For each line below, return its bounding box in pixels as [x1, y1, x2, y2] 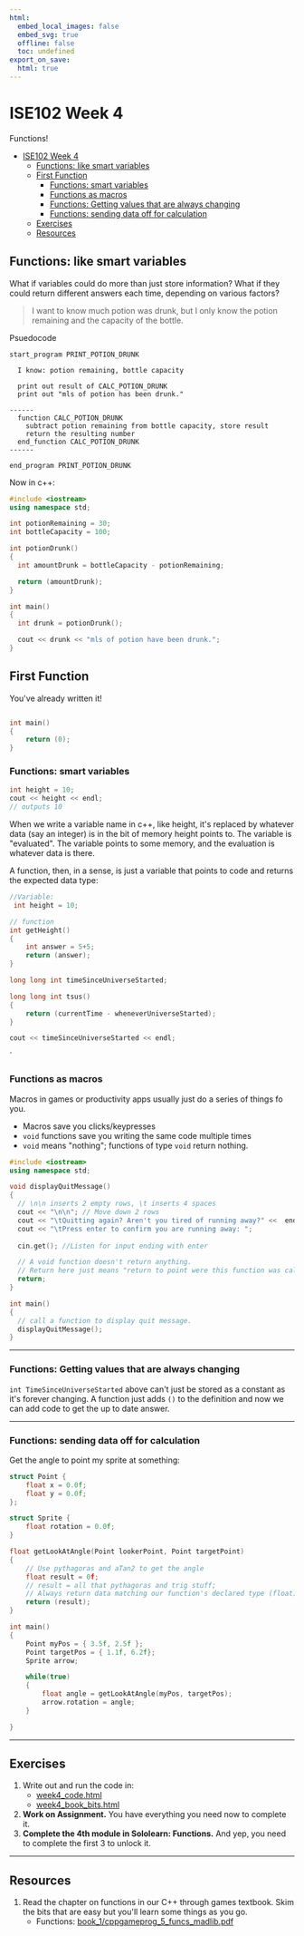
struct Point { [9, 1472, 67, 1481]
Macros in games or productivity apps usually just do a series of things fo [9, 1094, 283, 1104]
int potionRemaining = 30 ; [9, 519, 111, 529]
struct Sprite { [9, 1513, 71, 1523]
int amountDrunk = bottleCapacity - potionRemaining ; [17, 560, 224, 569]
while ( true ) [25, 1672, 71, 1682]
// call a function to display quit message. [17, 1316, 193, 1325]
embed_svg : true [17, 30, 79, 39]
